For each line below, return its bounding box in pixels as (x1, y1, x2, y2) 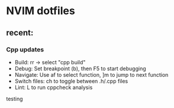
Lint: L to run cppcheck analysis (14, 84, 93, 91)
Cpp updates (6, 45, 44, 54)
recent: (6, 28, 34, 38)
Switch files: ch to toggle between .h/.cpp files (14, 77, 128, 84)
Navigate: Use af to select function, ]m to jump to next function (14, 71, 169, 78)
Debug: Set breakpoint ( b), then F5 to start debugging (14, 65, 146, 72)
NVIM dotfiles (6, 4, 75, 18)
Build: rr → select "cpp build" (14, 58, 86, 66)
